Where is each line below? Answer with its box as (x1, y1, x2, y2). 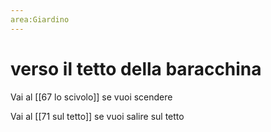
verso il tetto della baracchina (10, 57, 262, 80)
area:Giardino (10, 14, 70, 25)
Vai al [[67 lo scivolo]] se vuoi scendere (10, 91, 173, 103)
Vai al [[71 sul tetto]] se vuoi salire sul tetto (10, 110, 185, 122)
